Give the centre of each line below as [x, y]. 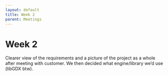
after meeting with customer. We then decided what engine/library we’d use [84, 63]
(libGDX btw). [19, 69]
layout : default [22, 10]
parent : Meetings [24, 19]
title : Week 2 [20, 15]
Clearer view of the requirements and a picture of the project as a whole [80, 58]
